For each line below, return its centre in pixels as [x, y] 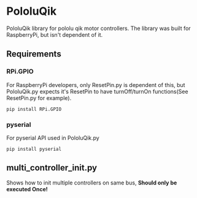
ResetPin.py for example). [39, 98]
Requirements [34, 54]
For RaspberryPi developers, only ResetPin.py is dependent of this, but [96, 85]
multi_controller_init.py [52, 168]
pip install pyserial [34, 149]
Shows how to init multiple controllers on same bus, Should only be [92, 183]
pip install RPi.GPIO [34, 109]
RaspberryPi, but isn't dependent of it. [55, 34]
